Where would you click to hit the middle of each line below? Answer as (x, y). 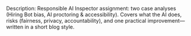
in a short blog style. (50, 27)
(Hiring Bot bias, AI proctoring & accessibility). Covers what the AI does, (94, 15)
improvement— (166, 21)
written (15, 27)
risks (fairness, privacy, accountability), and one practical (76, 21)
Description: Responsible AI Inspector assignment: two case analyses (91, 8)
